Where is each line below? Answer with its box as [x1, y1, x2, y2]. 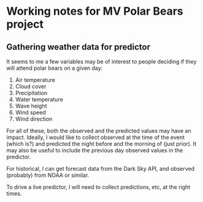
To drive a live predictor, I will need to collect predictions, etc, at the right [6, 184, 191, 190]
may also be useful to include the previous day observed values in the [6, 147, 183, 154]
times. [6, 190, 22, 197]
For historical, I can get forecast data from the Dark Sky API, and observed [6, 165, 195, 172]
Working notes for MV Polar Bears [6, 4, 183, 18]
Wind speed [15, 109, 46, 116]
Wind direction [15, 115, 53, 122]
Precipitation [15, 89, 48, 96]
